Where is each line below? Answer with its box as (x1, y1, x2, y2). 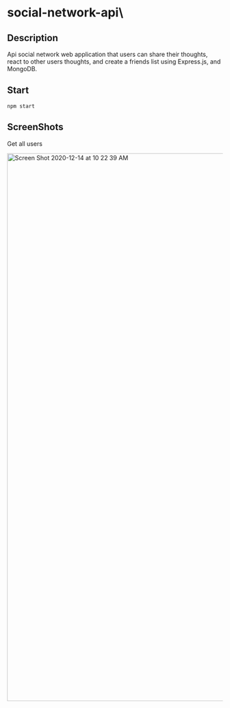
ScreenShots (7, 121, 64, 133)
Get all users (7, 139, 43, 148)
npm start (7, 103, 36, 110)
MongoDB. (7, 65, 38, 73)
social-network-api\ (7, 5, 124, 21)
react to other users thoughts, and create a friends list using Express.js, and (7, 58, 221, 66)
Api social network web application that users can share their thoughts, (7, 50, 208, 58)
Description (7, 32, 58, 44)
